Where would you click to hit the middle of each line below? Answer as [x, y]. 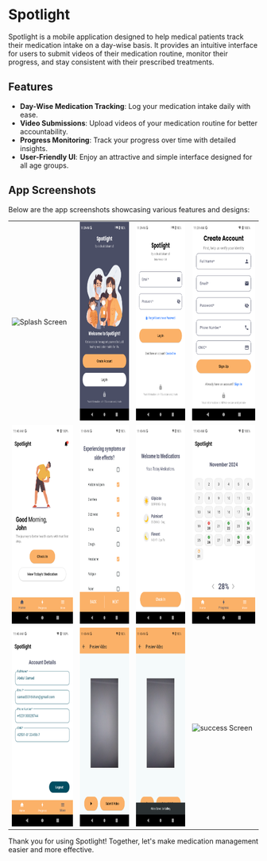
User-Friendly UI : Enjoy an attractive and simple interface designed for [136, 157]
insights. [33, 148]
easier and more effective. [51, 850]
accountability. [44, 131]
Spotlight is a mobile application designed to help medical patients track [126, 37]
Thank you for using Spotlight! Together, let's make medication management [133, 841]
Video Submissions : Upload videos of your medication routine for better [139, 123]
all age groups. [44, 165]
